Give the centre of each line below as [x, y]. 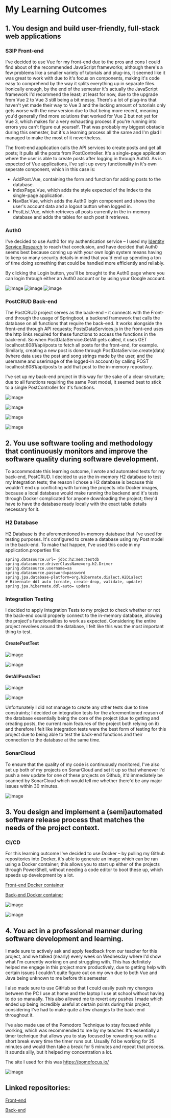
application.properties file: [33, 550]
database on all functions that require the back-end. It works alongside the [84, 324]
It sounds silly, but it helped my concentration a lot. [59, 1052]
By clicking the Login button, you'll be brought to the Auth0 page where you [85, 273]
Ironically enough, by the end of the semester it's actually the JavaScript [82, 89]
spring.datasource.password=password [45, 573]
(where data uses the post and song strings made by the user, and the [79, 356]
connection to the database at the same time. [53, 740]
